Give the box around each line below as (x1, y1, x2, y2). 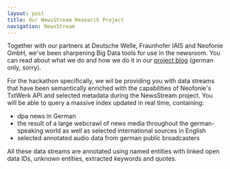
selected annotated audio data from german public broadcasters (16, 134, 200, 142)
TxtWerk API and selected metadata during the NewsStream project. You (7, 91, 213, 100)
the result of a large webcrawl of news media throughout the (16, 120, 189, 128)
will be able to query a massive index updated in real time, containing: (7, 99, 205, 107)
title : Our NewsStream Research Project (7, 16, 125, 23)
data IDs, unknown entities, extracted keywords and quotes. (7, 155, 177, 163)
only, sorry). (7, 63, 42, 72)
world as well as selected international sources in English (44, 126, 207, 135)
